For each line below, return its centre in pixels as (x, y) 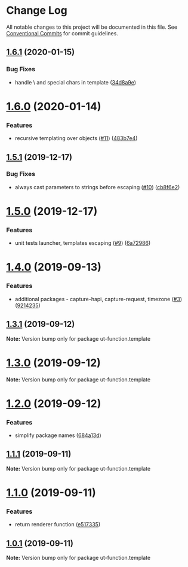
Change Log (37, 10)
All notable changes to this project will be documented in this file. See (92, 27)
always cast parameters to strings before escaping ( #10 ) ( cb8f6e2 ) (97, 187)
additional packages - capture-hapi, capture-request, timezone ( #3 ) (98, 299)
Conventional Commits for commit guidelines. (62, 33)
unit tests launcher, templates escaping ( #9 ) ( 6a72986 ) (83, 243)
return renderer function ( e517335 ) (57, 524)
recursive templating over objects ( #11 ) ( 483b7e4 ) (76, 138)
